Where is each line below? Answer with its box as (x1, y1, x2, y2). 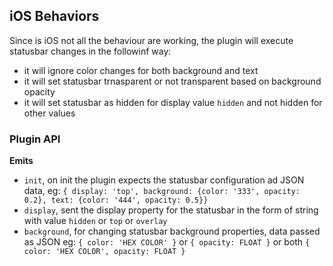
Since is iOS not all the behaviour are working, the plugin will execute (9, 34, 294, 46)
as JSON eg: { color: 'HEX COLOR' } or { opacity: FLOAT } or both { (23, 236, 311, 248)
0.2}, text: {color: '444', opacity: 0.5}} (23, 195, 209, 206)
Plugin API (9, 132, 61, 146)
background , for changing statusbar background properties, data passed (23, 225, 321, 238)
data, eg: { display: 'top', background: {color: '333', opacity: (23, 185, 301, 197)
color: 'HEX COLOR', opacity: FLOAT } (23, 247, 186, 257)
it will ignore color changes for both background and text (23, 64, 259, 76)
